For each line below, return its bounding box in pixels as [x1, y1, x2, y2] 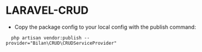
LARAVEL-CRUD [5, 4, 89, 17]
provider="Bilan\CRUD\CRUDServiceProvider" [5, 40, 117, 46]
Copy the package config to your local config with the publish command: [14, 23, 197, 30]
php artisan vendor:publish [11, 35, 82, 41]
